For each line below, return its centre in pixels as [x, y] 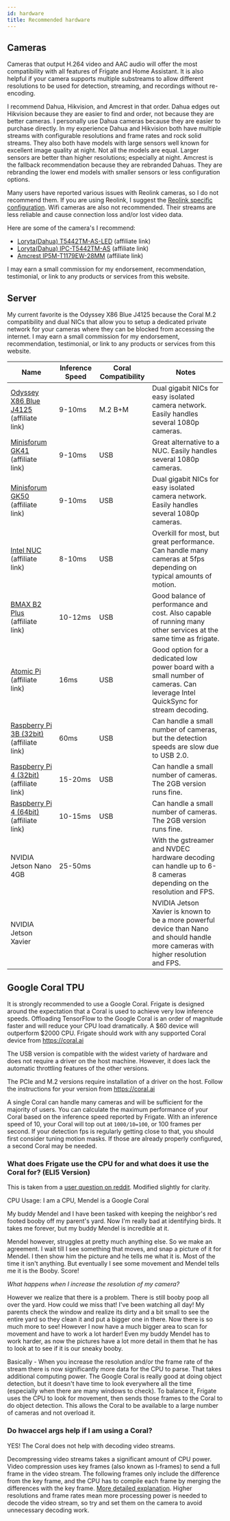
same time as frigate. [186, 639]
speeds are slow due [185, 747]
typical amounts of [182, 576]
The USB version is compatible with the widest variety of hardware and [107, 1054]
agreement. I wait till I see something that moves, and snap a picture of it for [114, 1249]
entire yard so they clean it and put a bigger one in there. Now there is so [110, 1319]
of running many [178, 622]
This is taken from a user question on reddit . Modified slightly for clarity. [109, 1187]
